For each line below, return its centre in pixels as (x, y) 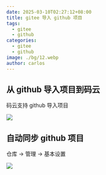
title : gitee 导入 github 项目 (44, 18)
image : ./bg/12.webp (33, 58)
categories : (21, 40)
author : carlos (26, 63)
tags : (13, 23)
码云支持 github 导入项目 (37, 105)
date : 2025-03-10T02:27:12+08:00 (49, 12)
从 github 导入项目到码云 (53, 89)
